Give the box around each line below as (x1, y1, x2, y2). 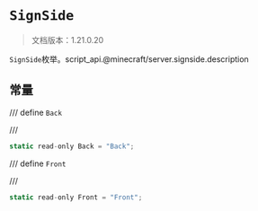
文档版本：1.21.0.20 (31, 34, 104, 45)
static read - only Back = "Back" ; (9, 142, 135, 151)
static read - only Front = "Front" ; (9, 192, 143, 202)
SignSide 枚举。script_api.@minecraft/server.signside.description (9, 53, 249, 65)
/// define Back (9, 107, 63, 118)
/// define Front (9, 158, 67, 169)
